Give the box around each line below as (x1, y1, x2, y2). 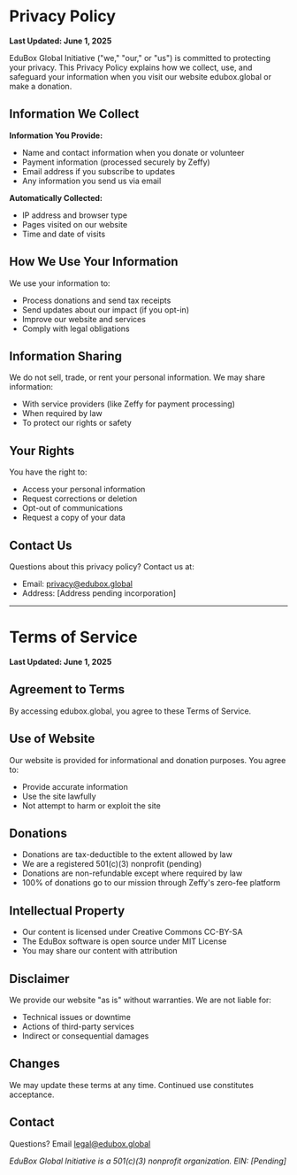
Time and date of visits (21, 228, 106, 239)
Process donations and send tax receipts (21, 295, 171, 305)
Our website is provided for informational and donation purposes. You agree (9, 754, 286, 765)
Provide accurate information (21, 781, 128, 792)
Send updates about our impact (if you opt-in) (21, 304, 190, 315)
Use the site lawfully (21, 791, 96, 801)
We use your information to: (9, 277, 110, 289)
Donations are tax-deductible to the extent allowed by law (21, 849, 232, 860)
